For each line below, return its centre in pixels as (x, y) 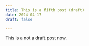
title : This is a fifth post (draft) (45, 10)
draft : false (19, 19)
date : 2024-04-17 (24, 15)
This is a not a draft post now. (36, 38)
